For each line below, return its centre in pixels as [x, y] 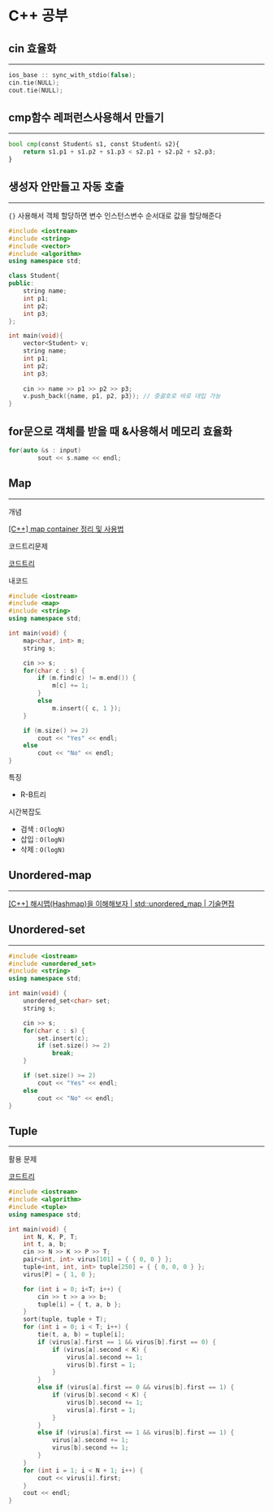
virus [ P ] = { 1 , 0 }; [59, 1274]
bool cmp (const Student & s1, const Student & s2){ [94, 145]
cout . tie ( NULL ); [36, 90]
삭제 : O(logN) [43, 849]
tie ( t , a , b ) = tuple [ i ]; [82, 1335]
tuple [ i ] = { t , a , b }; [80, 1304]
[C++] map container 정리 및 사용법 [66, 529]
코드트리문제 [28, 546]
